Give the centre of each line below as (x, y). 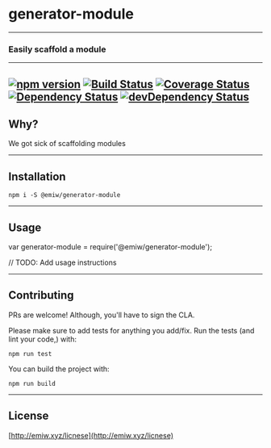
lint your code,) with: (42, 339)
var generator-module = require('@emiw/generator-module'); (110, 247)
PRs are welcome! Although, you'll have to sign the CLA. (102, 315)
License (29, 416)
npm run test (30, 354)
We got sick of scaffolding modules (67, 144)
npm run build (32, 383)
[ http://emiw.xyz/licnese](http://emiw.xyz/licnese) (91, 435)
